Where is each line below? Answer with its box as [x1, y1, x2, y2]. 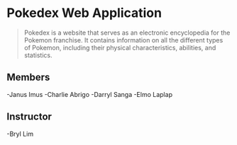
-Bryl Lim [6, 129, 33, 138]
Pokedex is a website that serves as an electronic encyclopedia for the [23, 28, 231, 37]
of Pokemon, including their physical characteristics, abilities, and [23, 43, 216, 52]
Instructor [6, 111, 53, 123]
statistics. [23, 51, 53, 59]
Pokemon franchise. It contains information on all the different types [23, 35, 224, 44]
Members [6, 71, 50, 83]
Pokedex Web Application [6, 5, 162, 21]
